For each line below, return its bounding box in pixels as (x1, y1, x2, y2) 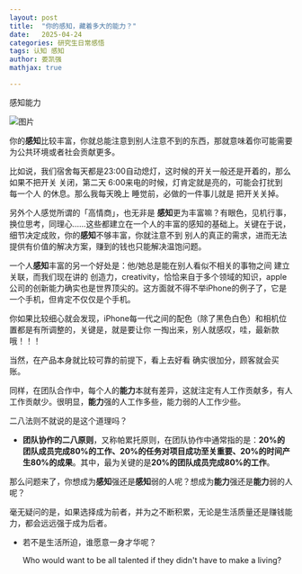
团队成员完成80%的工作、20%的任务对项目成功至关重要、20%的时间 (22, 445, 283, 456)
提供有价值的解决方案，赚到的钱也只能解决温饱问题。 (9, 240, 207, 252)
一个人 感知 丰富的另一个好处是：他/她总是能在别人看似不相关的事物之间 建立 (9, 260, 290, 271)
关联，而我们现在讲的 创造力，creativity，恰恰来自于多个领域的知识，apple (9, 271, 288, 282)
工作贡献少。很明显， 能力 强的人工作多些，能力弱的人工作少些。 (9, 396, 245, 407)
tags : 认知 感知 (9, 47, 65, 56)
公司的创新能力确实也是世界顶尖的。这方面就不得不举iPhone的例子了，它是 (9, 283, 288, 293)
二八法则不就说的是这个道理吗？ (9, 415, 128, 426)
